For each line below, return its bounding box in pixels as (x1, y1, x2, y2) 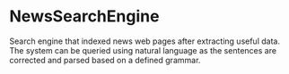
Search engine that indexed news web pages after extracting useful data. (9, 36, 281, 46)
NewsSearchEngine (9, 6, 160, 27)
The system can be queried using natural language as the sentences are (9, 45, 276, 55)
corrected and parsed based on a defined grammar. (9, 54, 201, 65)
